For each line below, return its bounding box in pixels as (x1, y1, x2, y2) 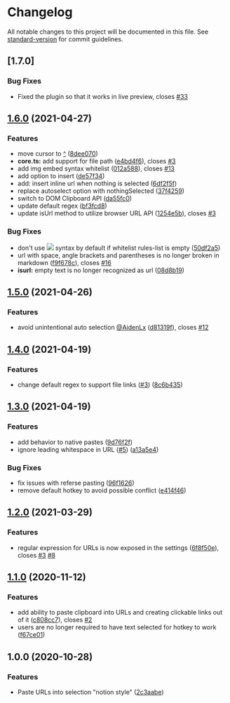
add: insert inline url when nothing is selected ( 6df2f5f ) (17, 180, 177, 188)
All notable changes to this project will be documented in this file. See (7, 27, 209, 36)
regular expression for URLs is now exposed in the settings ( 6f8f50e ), (17, 543, 219, 551)
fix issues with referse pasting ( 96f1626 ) (17, 478, 135, 487)
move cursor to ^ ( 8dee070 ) (17, 149, 98, 158)
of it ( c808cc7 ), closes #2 (17, 615, 93, 624)
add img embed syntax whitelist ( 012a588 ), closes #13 (17, 164, 175, 173)
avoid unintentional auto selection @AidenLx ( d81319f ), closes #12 (17, 323, 209, 332)
